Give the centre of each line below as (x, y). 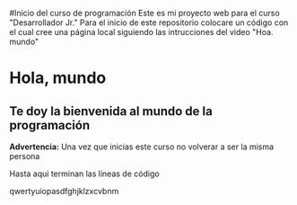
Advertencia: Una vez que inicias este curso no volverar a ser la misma (142, 147)
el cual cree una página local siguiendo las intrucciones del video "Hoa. (141, 32)
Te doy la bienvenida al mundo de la (111, 111)
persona (25, 156)
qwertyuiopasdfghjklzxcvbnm (64, 191)
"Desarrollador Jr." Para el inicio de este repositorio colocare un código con (149, 22)
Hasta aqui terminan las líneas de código (84, 174)
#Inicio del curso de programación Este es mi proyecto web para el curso (144, 13)
